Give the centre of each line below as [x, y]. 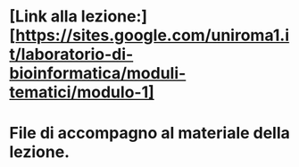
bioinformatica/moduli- [98, 74]
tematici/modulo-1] [82, 92]
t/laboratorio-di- [71, 54]
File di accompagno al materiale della [149, 134]
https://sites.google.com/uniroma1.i [153, 35]
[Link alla [43, 17]
